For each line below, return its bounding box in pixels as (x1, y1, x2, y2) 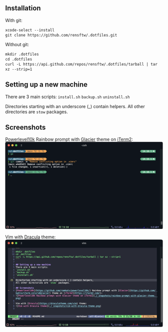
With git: (5, 17, 22, 23)
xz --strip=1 (5, 67, 32, 72)
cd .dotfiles (5, 57, 32, 62)
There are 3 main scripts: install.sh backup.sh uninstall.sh (5, 94, 130, 100)
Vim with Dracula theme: (5, 234, 56, 240)
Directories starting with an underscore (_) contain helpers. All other (5, 103, 145, 109)
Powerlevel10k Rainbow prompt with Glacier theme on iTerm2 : (5, 136, 133, 142)
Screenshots (5, 123, 46, 132)
